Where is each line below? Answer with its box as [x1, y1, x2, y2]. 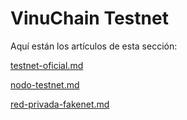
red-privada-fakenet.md [10, 98, 110, 110]
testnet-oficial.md [10, 59, 84, 71]
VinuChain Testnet [10, 7, 169, 30]
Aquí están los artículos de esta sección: [10, 40, 178, 52]
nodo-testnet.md [10, 78, 80, 91]
